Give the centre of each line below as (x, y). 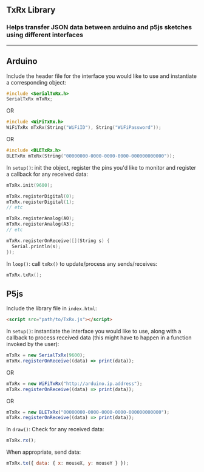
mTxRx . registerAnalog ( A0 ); (40, 218)
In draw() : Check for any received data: (55, 429)
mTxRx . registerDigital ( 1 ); (40, 202)
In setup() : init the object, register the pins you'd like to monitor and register (101, 167)
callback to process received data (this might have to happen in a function (99, 338)
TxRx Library (31, 10)
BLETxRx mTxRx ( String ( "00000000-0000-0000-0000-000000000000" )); (90, 156)
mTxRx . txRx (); (24, 275)
